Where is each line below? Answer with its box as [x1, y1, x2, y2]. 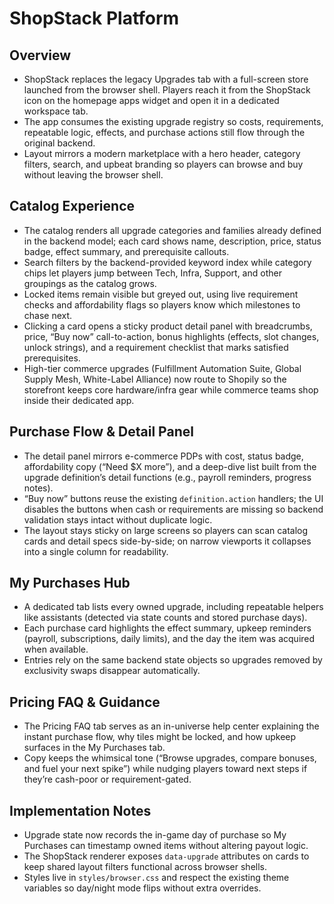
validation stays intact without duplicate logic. [23, 513, 213, 526]
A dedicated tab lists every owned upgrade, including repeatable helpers [23, 601, 324, 613]
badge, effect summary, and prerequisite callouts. [23, 245, 230, 257]
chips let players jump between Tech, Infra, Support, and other [23, 267, 282, 279]
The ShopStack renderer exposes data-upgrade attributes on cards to [23, 850, 310, 862]
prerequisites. [23, 352, 81, 364]
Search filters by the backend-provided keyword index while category [23, 256, 312, 268]
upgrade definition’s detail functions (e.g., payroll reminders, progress [23, 471, 312, 483]
